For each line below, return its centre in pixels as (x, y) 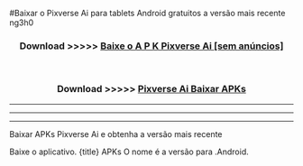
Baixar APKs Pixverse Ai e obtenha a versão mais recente (116, 134)
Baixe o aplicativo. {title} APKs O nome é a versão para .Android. (129, 152)
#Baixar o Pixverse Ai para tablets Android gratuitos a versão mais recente (147, 13)
